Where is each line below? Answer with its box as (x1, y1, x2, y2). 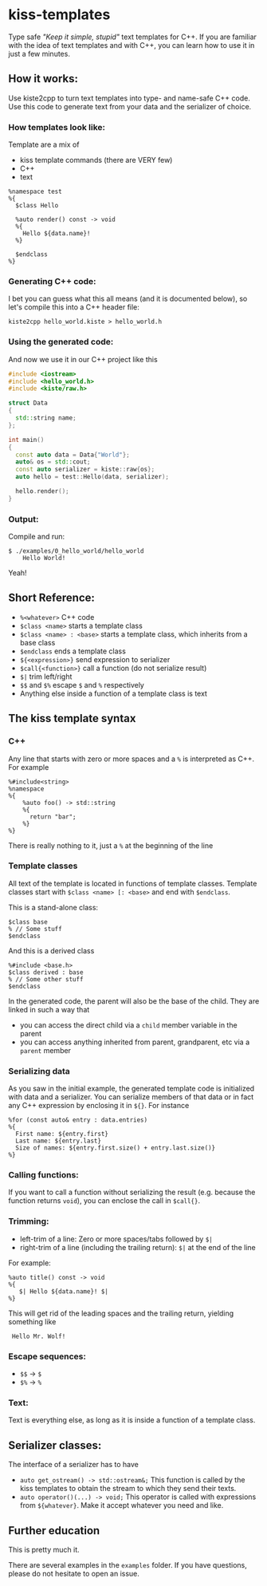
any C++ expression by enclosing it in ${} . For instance (8, 1101, 190, 1111)
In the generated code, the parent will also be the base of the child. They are (8, 996, 260, 1006)
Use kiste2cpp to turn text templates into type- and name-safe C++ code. (8, 93, 251, 103)
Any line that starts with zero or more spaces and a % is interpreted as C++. (8, 754, 255, 763)
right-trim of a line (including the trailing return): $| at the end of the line (19, 1242, 257, 1252)
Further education (8, 1524, 100, 1537)
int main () (8, 436, 45, 444)
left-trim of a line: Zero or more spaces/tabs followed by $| (19, 1234, 213, 1244)
